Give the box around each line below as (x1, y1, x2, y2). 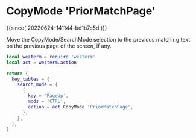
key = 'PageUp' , (28, 93, 69, 99)
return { (6, 71, 28, 77)
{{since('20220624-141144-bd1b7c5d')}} (6, 24, 107, 31)
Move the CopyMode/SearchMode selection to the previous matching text (6, 36, 191, 43)
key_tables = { (11, 76, 50, 82)
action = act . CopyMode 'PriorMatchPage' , (28, 104, 134, 110)
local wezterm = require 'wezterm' (6, 54, 96, 60)
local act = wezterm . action (6, 59, 77, 66)
